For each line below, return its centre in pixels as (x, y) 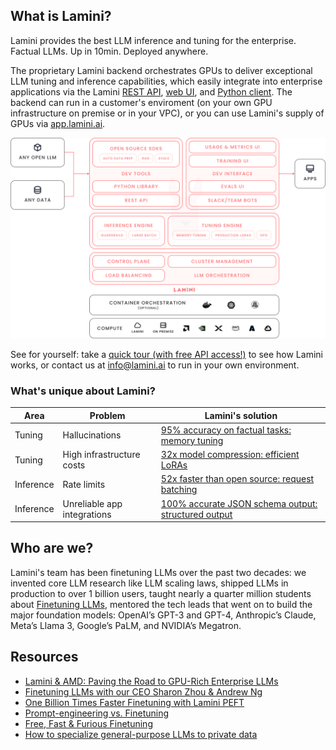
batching (179, 490)
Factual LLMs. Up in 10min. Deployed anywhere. (109, 51)
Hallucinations (92, 435)
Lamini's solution (241, 415)
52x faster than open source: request (237, 479)
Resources (44, 657)
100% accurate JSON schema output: (239, 503)
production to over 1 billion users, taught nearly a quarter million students (161, 593)
